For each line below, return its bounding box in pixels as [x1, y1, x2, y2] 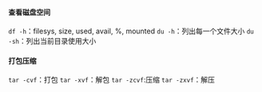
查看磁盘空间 [8, 7, 50, 17]
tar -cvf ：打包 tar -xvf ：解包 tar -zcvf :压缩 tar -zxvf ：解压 [8, 75, 216, 85]
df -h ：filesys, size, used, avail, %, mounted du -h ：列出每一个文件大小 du [8, 26, 254, 36]
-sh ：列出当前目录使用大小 [8, 36, 97, 46]
